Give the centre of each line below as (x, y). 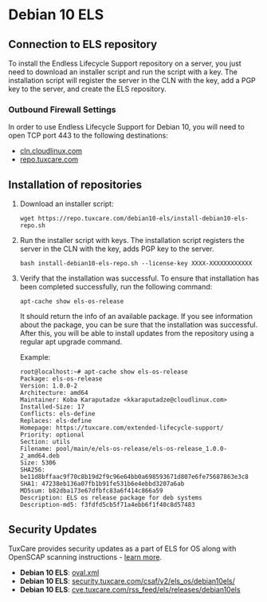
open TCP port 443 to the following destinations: (88, 136)
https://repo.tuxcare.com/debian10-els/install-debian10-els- (143, 219)
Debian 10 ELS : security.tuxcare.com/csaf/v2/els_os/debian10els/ (127, 580)
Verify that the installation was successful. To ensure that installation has (139, 278)
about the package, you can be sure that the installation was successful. (139, 325)
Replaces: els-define (55, 421)
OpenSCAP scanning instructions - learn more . (85, 556)
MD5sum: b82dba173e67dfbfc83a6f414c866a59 (91, 491)
